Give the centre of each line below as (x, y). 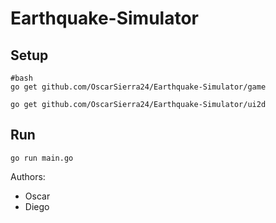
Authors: (28, 176)
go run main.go (42, 158)
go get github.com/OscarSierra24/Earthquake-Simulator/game (138, 87)
